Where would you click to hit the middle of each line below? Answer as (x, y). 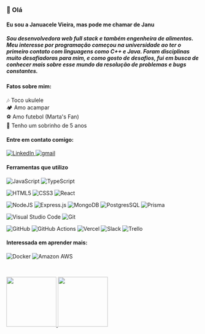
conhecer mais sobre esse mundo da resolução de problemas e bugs (96, 64)
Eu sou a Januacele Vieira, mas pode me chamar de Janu (80, 25)
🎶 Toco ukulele (25, 100)
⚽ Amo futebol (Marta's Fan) (43, 117)
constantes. (22, 71)
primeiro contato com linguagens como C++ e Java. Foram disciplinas (98, 52)
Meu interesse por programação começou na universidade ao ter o (94, 45)
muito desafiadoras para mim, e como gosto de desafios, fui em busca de (103, 58)
